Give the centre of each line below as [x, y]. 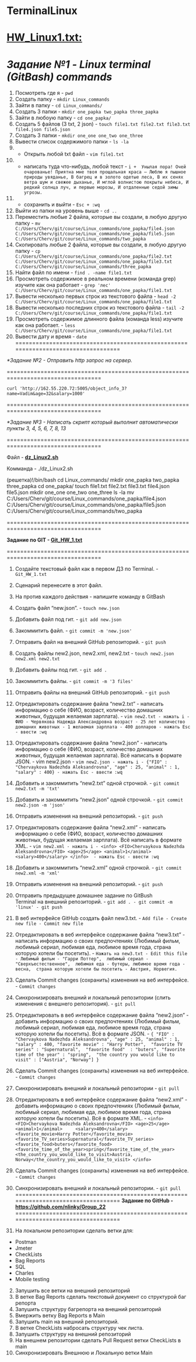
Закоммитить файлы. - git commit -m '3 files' [74, 681]
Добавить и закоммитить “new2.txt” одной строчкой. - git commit [97, 783]
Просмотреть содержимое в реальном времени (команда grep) [95, 279]
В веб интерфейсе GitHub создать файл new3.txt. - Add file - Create [101, 918]
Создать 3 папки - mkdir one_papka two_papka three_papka [87, 112]
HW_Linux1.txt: [44, 38]
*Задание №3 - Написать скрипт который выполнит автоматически [92, 422]
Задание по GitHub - [147, 1200]
